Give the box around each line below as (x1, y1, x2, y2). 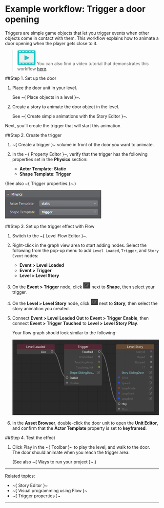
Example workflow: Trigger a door (5, 3, 146, 15)
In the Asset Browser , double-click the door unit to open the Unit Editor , (12, 420, 159, 426)
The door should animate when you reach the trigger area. (12, 449, 130, 456)
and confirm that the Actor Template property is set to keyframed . (12, 425, 147, 431)
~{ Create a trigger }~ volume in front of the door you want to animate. (12, 141, 154, 147)
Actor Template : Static (19, 165, 66, 172)
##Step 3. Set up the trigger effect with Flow (5, 223, 95, 229)
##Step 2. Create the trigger (5, 132, 62, 138)
